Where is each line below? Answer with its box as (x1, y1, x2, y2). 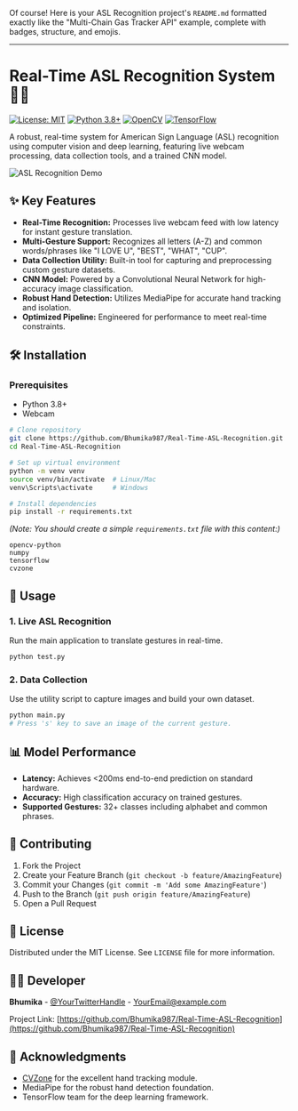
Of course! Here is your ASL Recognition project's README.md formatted (9, 8, 268, 18)
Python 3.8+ (21, 399, 68, 410)
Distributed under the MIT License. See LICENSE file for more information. (9, 947, 275, 958)
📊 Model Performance (9, 745, 137, 760)
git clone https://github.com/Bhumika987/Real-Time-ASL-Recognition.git (9, 434, 284, 443)
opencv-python (9, 541, 62, 550)
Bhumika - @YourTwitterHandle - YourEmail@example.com (9, 996, 227, 1008)
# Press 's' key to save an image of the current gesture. (9, 720, 232, 729)
